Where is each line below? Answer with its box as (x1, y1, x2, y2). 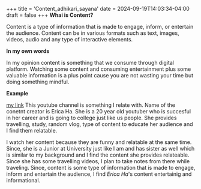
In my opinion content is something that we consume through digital (6, 59, 174, 66)
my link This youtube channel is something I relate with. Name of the (6, 101, 176, 109)
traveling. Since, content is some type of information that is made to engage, (6, 164, 196, 171)
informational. (6, 177, 41, 184)
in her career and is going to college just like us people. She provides (6, 114, 177, 121)
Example (6, 90, 29, 97)
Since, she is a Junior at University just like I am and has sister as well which (6, 145, 195, 152)
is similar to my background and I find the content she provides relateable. (6, 151, 190, 158)
